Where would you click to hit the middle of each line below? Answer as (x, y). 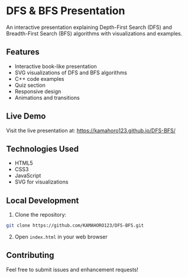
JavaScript (28, 176)
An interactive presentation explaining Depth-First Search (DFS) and (89, 27)
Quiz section (30, 85)
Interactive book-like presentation (56, 66)
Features (23, 52)
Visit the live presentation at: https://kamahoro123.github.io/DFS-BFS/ (91, 130)
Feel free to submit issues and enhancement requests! (72, 269)
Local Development (43, 200)
